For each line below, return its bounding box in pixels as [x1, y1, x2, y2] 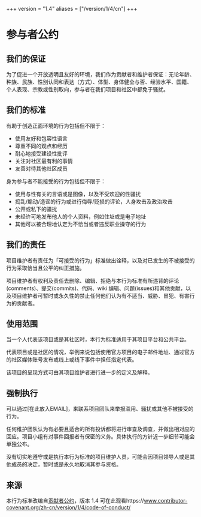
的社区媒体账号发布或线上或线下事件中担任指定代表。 [6, 356, 138, 363]
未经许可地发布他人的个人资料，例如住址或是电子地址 [14, 213, 147, 220]
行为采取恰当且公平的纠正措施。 [6, 264, 85, 271]
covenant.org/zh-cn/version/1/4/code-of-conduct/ [6, 504, 131, 511]
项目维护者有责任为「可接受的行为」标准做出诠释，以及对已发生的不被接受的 [6, 256, 195, 264]
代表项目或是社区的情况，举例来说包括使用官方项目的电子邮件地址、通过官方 [6, 348, 195, 356]
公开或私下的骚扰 [14, 205, 57, 213]
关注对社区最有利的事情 [14, 157, 73, 165]
